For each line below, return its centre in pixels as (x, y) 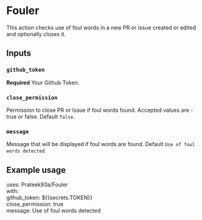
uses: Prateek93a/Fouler (37, 185)
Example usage (36, 170)
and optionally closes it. (36, 34)
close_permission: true (35, 204)
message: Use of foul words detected (54, 211)
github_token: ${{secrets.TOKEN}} (49, 198)
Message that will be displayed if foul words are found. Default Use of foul (101, 144)
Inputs (19, 53)
